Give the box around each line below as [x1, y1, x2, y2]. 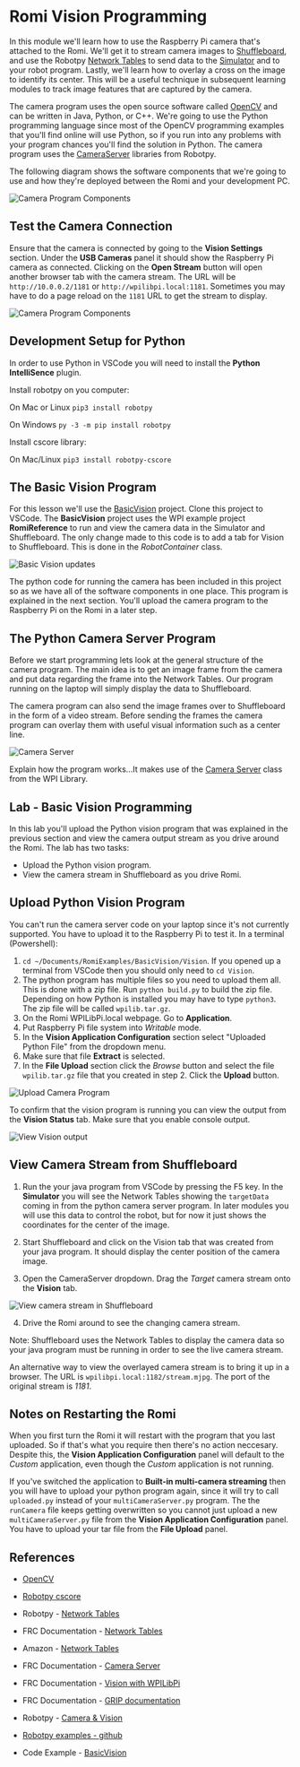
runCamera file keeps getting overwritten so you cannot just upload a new [9, 1504, 278, 1516]
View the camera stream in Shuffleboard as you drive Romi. [21, 870, 242, 879]
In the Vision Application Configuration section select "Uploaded [21, 1031, 266, 1042]
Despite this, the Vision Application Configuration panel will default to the [9, 1450, 285, 1460]
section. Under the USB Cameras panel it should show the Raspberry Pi [9, 252, 275, 263]
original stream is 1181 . [9, 1381, 92, 1391]
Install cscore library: [9, 437, 87, 447]
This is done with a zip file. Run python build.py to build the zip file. [21, 983, 273, 994]
